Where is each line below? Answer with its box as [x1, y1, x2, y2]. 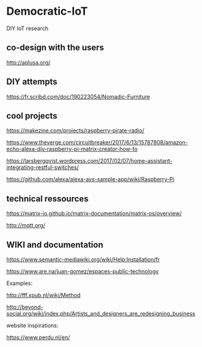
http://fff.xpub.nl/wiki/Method [6, 292, 81, 298]
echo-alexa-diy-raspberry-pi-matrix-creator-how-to [6, 146, 138, 153]
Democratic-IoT [6, 4, 88, 18]
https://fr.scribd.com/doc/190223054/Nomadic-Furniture [6, 93, 151, 100]
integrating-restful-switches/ [6, 164, 79, 171]
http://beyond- [6, 303, 43, 311]
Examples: [6, 279, 32, 287]
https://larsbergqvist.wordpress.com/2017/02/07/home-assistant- [6, 157, 173, 165]
